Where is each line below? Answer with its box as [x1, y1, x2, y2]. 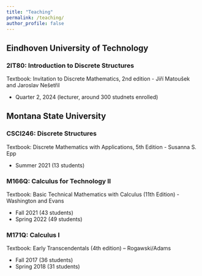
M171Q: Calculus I [6, 230, 60, 239]
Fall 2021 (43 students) [15, 209, 73, 217]
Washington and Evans [6, 197, 64, 205]
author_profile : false [6, 20, 64, 26]
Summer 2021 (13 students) [15, 161, 85, 169]
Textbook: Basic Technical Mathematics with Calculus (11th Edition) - [6, 191, 179, 198]
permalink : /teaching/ [6, 15, 64, 21]
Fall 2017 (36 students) [15, 256, 73, 264]
